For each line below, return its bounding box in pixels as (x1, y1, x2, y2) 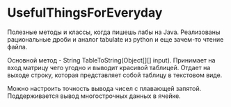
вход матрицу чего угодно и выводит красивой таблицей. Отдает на (7, 63, 211, 72)
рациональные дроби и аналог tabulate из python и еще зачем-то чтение (7, 35, 224, 43)
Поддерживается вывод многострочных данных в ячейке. (7, 92, 181, 100)
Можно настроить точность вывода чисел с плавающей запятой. (7, 84, 202, 92)
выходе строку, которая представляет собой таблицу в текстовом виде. (7, 71, 223, 79)
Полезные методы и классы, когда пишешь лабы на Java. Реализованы (7, 28, 221, 36)
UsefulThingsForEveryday (7, 5, 163, 21)
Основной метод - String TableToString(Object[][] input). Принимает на (7, 56, 216, 64)
